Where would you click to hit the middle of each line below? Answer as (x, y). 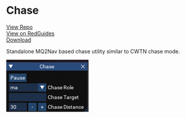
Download (19, 40)
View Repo (19, 27)
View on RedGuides (31, 33)
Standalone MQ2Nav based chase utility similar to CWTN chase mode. (93, 51)
